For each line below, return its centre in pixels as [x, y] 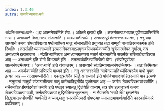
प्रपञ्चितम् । [14, 103]
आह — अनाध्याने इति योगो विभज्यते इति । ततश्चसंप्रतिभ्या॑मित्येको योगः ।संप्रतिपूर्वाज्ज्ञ [70, 59]
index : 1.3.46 [20, 9]
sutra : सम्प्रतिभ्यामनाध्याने [24, 14]
